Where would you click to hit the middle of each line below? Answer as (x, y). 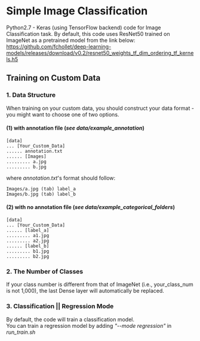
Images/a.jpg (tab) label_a (41, 189)
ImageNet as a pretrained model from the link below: (71, 40)
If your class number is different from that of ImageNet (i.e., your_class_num (100, 284)
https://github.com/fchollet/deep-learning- (59, 47)
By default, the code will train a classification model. (70, 319)
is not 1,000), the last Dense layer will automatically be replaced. (85, 291)
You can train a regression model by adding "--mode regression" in (89, 325)
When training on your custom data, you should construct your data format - (100, 108)
